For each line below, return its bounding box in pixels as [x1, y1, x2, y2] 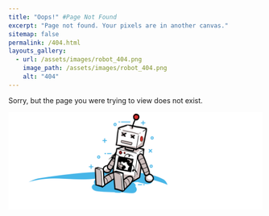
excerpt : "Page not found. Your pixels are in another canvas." [8, 21, 229, 30]
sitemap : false [8, 30, 60, 38]
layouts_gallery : [8, 47, 67, 56]
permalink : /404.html [8, 39, 81, 47]
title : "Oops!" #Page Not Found [8, 13, 117, 21]
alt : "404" [23, 73, 60, 81]
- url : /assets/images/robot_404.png [15, 56, 143, 64]
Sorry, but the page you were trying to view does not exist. [8, 95, 203, 105]
